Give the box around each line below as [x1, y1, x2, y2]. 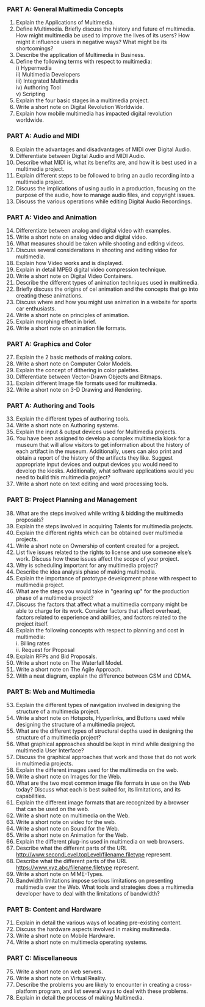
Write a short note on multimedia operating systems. [15, 938, 148, 946]
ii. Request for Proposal [15, 646, 75, 653]
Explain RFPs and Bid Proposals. [15, 653, 97, 660]
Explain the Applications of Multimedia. [15, 19, 115, 26]
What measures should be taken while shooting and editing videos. [15, 239, 185, 247]
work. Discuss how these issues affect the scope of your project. [15, 555, 179, 562]
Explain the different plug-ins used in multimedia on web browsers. [15, 838, 185, 845]
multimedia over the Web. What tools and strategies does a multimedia [15, 883, 194, 891]
